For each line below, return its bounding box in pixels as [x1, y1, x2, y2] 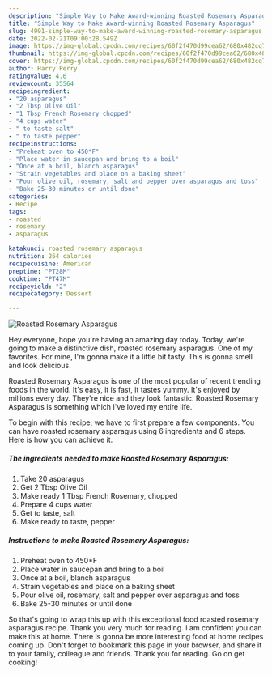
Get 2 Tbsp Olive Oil [19, 482, 87, 492]
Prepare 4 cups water [19, 499, 93, 510]
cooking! [8, 657, 38, 668]
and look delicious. [8, 361, 71, 371]
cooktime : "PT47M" [8, 274, 70, 283]
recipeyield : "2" [8, 282, 67, 291]
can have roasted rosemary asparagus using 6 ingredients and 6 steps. [8, 427, 246, 436]
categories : [8, 192, 49, 201]
